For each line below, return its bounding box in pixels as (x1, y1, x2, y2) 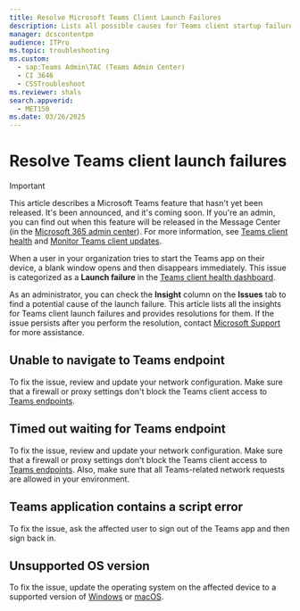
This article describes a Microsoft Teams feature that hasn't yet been (9, 198, 263, 209)
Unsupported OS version (9, 558, 150, 574)
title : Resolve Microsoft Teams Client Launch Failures (9, 12, 221, 22)
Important (9, 180, 46, 192)
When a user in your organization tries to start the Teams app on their (9, 253, 265, 264)
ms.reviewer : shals (9, 87, 82, 96)
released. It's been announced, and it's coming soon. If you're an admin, (9, 207, 276, 219)
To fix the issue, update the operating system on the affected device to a (9, 582, 277, 593)
